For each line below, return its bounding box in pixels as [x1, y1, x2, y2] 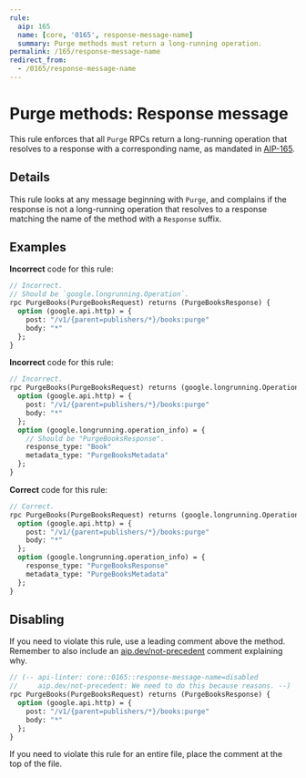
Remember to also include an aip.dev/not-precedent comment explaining [9, 646, 283, 657]
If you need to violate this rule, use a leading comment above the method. [9, 636, 286, 647]
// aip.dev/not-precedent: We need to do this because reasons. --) [9, 681, 291, 691]
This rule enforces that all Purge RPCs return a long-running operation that [9, 133, 288, 144]
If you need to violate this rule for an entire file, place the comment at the [9, 749, 283, 760]
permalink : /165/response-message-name [9, 47, 161, 56]
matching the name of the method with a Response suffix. [9, 213, 222, 224]
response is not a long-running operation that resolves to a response [9, 203, 267, 214]
